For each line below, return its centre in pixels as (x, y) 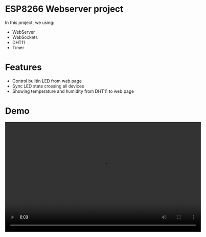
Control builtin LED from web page (47, 81)
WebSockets (25, 37)
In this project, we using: (30, 22)
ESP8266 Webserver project (64, 9)
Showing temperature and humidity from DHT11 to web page (73, 91)
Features (23, 67)
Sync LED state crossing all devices (48, 86)
